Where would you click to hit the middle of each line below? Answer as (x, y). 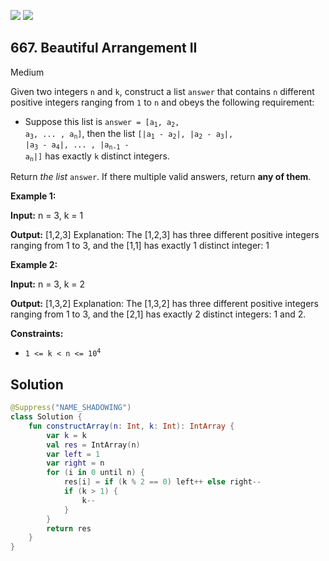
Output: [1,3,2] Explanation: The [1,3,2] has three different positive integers (165, 304)
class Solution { (46, 417)
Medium (27, 72)
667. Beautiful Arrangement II (104, 48)
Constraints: (37, 334)
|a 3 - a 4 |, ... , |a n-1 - (77, 145)
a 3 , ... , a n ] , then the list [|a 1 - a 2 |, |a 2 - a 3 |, (129, 134)
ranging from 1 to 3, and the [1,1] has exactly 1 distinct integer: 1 (140, 246)
